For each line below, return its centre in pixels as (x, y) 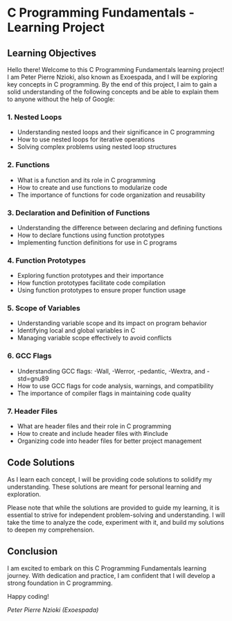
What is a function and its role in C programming (86, 180)
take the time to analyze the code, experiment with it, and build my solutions (116, 522)
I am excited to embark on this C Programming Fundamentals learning (107, 568)
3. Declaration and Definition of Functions (79, 213)
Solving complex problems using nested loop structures (97, 147)
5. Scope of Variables (44, 308)
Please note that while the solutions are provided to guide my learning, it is (114, 507)
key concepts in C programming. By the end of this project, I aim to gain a (112, 84)
